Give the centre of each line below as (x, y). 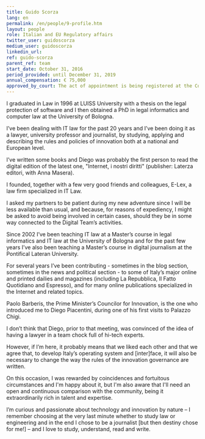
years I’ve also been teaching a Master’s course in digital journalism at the (99, 247)
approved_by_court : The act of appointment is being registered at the (99, 86)
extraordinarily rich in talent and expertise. (59, 398)
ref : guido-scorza (30, 58)
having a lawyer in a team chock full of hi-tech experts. (76, 335)
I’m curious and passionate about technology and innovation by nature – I (99, 410)
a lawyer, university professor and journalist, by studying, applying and (95, 135)
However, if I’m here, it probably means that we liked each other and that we (102, 347)
